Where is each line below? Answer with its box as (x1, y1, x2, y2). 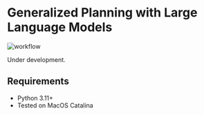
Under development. (7, 55, 66, 63)
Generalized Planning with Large (7, 5, 198, 21)
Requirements (7, 76, 69, 87)
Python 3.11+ (17, 94, 54, 102)
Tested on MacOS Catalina (17, 101, 93, 109)
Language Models (7, 19, 113, 35)
